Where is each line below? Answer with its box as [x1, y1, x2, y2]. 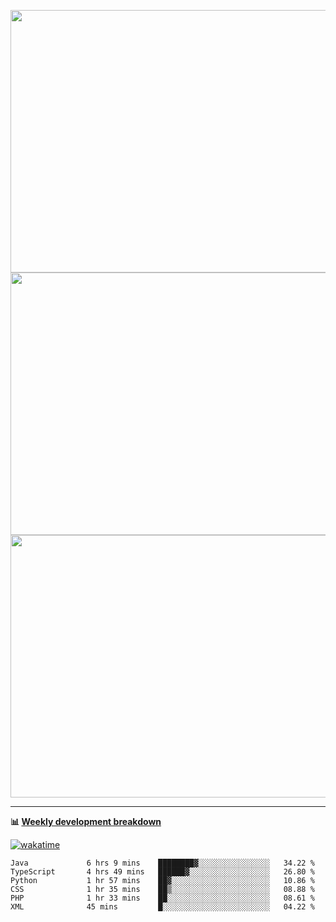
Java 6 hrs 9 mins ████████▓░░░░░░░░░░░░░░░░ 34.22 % [10, 858, 315, 868]
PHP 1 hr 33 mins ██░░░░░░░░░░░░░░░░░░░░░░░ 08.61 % [10, 893, 315, 903]
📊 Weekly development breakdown [10, 816, 162, 827]
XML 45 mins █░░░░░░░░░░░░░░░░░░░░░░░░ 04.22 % [10, 902, 315, 912]
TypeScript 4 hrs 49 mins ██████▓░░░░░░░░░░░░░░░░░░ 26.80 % [10, 867, 315, 877]
